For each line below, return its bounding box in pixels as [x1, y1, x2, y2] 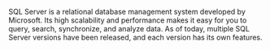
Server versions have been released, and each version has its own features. [8, 32, 263, 42]
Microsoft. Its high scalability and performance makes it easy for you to [8, 15, 247, 25]
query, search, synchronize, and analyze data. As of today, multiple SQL [8, 24, 250, 33]
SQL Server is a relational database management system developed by [8, 7, 246, 16]
